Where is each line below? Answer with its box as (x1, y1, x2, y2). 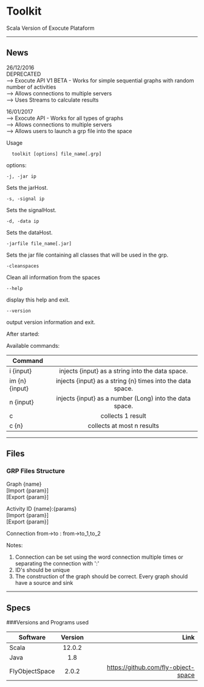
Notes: (6, 542, 23, 549)
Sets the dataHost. (6, 229, 53, 236)
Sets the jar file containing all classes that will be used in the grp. (6, 251, 169, 258)
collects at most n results (87, 421, 160, 430)
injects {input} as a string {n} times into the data (55, 376, 191, 385)
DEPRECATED (6, 70, 41, 77)
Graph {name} (6, 480, 42, 488)
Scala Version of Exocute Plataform (6, 24, 95, 32)
